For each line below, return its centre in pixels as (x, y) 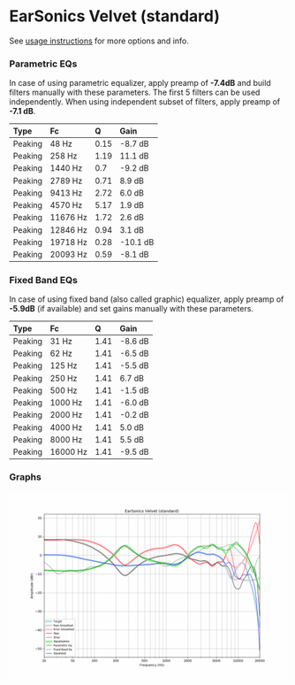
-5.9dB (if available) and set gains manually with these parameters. (132, 309)
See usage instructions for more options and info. (99, 41)
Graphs (25, 477)
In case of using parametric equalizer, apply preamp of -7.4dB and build (140, 83)
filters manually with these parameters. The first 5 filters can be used (135, 92)
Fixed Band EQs (43, 280)
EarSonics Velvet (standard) (115, 16)
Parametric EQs (43, 64)
